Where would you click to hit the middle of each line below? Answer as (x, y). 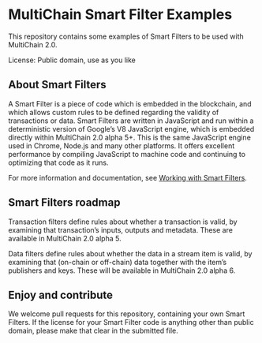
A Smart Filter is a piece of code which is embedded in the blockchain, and (130, 103)
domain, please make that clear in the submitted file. (94, 331)
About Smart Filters (57, 85)
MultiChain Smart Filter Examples (120, 15)
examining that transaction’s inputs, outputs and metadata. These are (120, 229)
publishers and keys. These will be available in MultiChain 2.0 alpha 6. (122, 270)
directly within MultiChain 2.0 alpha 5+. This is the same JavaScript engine (129, 137)
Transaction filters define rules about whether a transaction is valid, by (123, 222)
